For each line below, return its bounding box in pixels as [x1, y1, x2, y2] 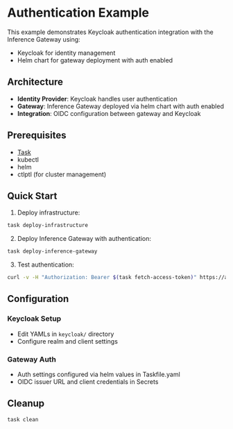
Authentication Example [7, 5, 150, 21]
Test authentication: [17, 260, 74, 269]
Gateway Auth [7, 354, 57, 364]
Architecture [7, 76, 64, 88]
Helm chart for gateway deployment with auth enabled [17, 56, 173, 64]
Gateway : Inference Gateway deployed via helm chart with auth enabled [17, 102, 224, 110]
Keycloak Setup [7, 314, 62, 323]
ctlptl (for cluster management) [17, 170, 106, 178]
